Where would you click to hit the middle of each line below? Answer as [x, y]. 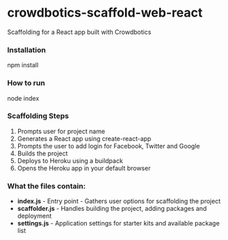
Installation [27, 50]
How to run [26, 83]
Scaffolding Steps [38, 116]
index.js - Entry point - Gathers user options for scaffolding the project [119, 201]
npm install [23, 65]
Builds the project [42, 153]
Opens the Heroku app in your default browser [84, 168]
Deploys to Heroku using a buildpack [70, 160]
